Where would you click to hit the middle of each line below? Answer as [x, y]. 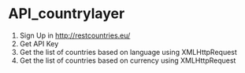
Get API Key [39, 43]
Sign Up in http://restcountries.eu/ [75, 35]
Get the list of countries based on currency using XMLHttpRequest [128, 60]
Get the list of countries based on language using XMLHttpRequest [128, 52]
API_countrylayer [67, 14]
